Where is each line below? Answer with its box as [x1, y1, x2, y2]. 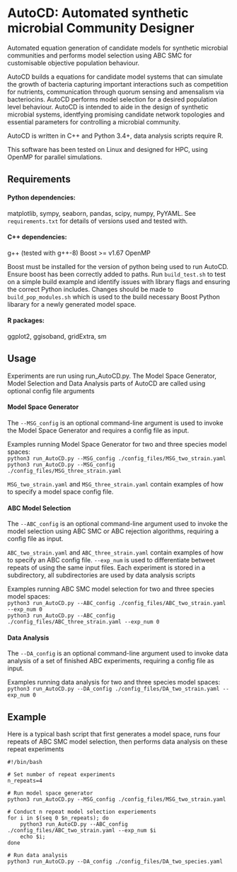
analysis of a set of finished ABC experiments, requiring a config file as [7, 657, 214, 665]
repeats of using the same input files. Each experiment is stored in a [7, 563, 206, 572]
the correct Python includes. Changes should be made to [7, 285, 174, 293]
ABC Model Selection [7, 503, 71, 512]
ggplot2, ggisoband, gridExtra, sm [7, 332, 107, 340]
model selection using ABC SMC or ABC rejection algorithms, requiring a [7, 527, 219, 535]
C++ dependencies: [7, 233, 67, 241]
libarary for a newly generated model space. [7, 300, 137, 308]
